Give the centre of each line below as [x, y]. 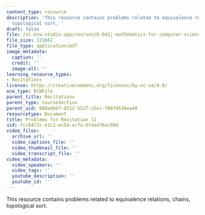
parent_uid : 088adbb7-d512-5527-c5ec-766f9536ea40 [72, 108]
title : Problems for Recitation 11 [52, 119]
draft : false [23, 29]
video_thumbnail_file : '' [45, 148]
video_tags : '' [31, 171]
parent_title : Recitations [41, 97]
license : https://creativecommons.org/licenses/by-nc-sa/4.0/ [87, 86]
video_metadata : [27, 159]
